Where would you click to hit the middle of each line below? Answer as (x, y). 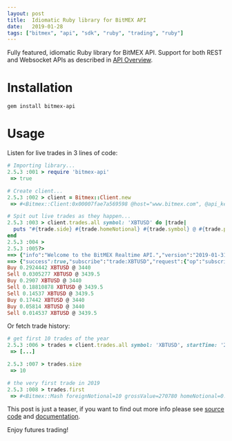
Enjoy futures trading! (38, 430)
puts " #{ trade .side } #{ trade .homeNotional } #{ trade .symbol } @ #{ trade (117, 229)
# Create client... (35, 191)
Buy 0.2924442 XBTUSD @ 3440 (49, 268)
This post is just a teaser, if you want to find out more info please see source (116, 409)
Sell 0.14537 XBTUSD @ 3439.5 (51, 294)
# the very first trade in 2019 (54, 383)
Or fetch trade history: (39, 326)
